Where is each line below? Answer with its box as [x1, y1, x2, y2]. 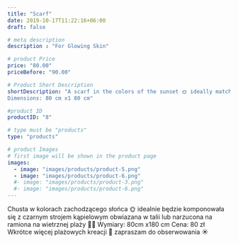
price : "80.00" [7, 62, 52, 69]
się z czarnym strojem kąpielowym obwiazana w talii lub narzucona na [7, 213, 212, 221]
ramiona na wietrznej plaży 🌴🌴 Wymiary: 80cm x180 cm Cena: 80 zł [7, 220, 205, 228]
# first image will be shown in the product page [7, 153, 157, 160]
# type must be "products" [7, 126, 87, 134]
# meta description [7, 36, 65, 43]
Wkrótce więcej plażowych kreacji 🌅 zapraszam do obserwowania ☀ [7, 227, 209, 236]
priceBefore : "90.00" [7, 69, 72, 76]
